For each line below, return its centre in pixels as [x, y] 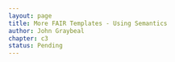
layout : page [30, 16]
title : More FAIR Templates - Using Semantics [88, 23]
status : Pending [35, 46]
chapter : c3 [28, 38]
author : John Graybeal [46, 31]
